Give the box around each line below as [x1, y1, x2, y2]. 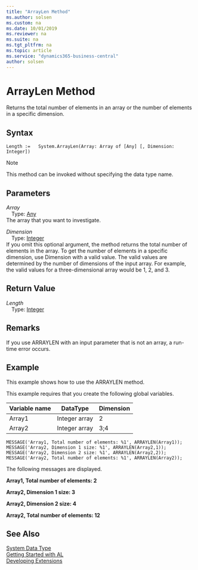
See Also [6, 529, 40, 539]
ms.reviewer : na [6, 31, 47, 37]
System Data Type [6, 544, 52, 552]
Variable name [9, 404, 52, 412]
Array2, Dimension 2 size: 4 [6, 500, 76, 507]
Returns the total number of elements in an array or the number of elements [6, 104, 192, 111]
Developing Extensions [6, 557, 63, 565]
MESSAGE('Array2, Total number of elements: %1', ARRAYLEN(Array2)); [6, 455, 183, 461]
